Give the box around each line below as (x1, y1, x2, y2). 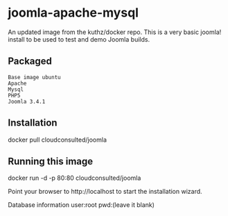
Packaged (8, 56, 53, 67)
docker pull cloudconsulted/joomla (8, 135, 107, 144)
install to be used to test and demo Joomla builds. (8, 35, 150, 43)
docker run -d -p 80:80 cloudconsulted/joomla (8, 174, 141, 182)
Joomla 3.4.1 (8, 98, 46, 105)
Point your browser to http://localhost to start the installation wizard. (8, 188, 203, 196)
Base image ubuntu (8, 74, 61, 81)
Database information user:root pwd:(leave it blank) (8, 201, 155, 209)
